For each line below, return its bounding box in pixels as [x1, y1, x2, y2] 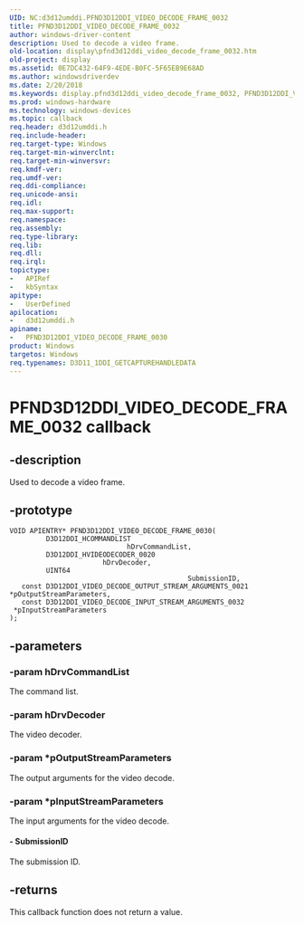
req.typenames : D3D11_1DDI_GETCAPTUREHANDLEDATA [9, 358, 196, 367]
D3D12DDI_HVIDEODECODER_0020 [45, 550, 156, 559]
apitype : [9, 291, 43, 300]
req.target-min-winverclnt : [9, 148, 116, 157]
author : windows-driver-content [9, 30, 131, 39]
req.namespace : [9, 215, 67, 224]
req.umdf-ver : [9, 173, 63, 182]
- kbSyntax [9, 282, 59, 291]
